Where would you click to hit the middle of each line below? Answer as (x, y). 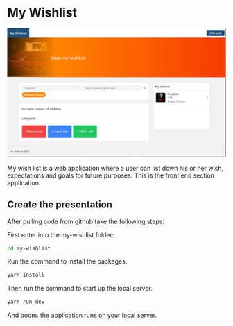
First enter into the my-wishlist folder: (61, 234)
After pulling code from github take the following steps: (86, 221)
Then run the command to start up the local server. (80, 289)
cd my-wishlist (29, 248)
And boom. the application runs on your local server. (82, 315)
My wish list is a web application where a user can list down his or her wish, (115, 168)
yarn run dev (26, 302)
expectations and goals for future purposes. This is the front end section (111, 175)
